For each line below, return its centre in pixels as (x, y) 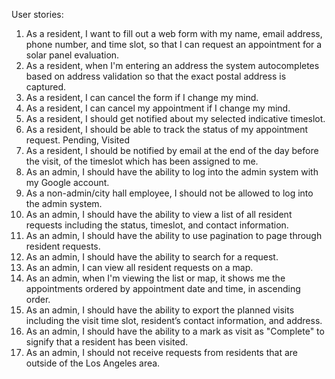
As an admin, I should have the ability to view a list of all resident (159, 214)
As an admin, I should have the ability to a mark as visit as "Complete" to (175, 331)
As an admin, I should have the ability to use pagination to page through (174, 235)
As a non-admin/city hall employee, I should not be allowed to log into (169, 193)
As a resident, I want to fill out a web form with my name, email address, (174, 33)
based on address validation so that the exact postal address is (156, 76)
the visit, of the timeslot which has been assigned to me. (142, 161)
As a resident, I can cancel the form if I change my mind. (142, 97)
